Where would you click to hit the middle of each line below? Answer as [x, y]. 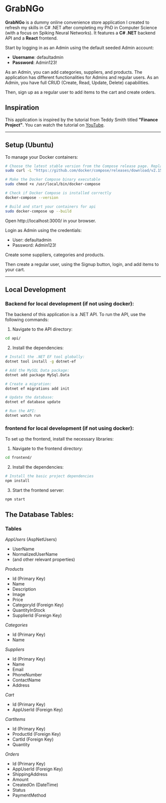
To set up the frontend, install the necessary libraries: [60, 439]
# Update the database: [30, 398]
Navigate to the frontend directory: [47, 448]
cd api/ [13, 338]
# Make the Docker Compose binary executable [53, 179]
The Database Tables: [40, 515]
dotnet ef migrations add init [37, 389]
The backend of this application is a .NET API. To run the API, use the [75, 314]
